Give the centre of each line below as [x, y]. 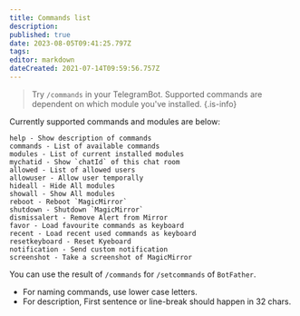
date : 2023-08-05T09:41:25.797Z [70, 43]
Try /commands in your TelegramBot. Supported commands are [147, 94]
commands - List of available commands [85, 146]
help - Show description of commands [81, 138]
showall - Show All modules [63, 193]
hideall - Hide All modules [63, 186]
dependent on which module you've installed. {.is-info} [134, 104]
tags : [19, 52]
